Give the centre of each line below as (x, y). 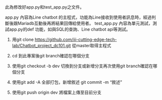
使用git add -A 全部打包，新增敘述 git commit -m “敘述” (67, 82)
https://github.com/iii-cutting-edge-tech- (76, 39)
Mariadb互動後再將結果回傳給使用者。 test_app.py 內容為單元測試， (85, 23)
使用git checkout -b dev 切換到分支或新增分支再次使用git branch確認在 (82, 66)
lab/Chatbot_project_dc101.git (41, 45)
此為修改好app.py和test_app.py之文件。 (45, 7)
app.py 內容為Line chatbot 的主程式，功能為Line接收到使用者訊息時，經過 (78, 17)
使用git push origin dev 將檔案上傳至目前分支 (57, 92)
